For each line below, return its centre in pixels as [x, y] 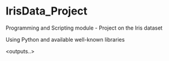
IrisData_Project [47, 11]
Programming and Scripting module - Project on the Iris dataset [84, 28]
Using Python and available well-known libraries [65, 39]
